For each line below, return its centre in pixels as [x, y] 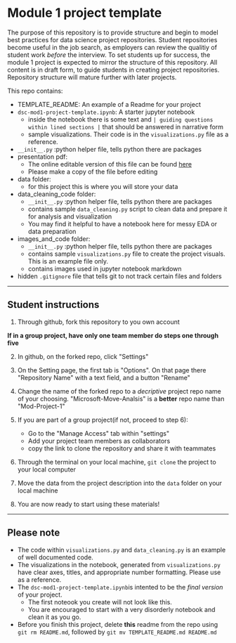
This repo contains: [35, 91]
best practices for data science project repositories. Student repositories [112, 39]
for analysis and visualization [70, 216]
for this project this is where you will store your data [103, 186]
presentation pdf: [42, 157]
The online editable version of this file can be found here [110, 164]
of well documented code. [55, 557]
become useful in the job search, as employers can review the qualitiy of [112, 47]
